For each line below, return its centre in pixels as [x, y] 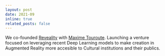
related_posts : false [28, 24]
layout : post [19, 10]
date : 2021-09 [20, 14]
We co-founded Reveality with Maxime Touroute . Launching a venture [77, 38]
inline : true [19, 19]
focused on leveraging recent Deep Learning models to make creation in [80, 43]
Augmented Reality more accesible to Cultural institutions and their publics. [83, 48]
